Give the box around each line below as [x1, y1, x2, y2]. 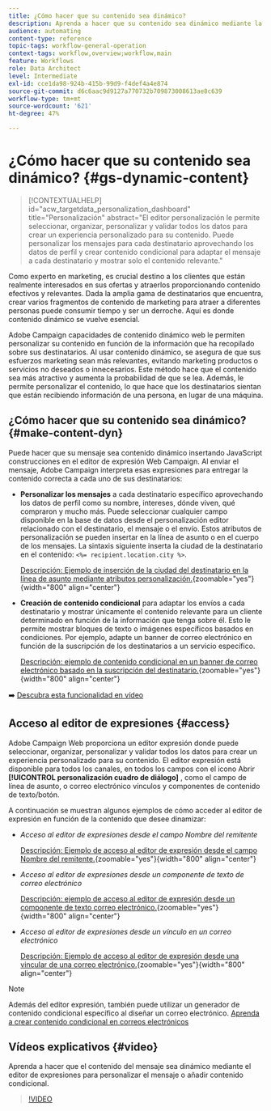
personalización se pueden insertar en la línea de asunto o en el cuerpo [19, 532, 259, 542]
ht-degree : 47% [8, 110, 60, 118]
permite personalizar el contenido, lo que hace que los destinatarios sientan [8, 381, 261, 391]
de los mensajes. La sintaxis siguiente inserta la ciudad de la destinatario [19, 541, 263, 550]
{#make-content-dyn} [8, 426, 124, 440]
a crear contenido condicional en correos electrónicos [8, 1016, 189, 1026]
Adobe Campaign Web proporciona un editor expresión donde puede [8, 738, 239, 748]
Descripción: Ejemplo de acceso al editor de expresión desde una [19, 951, 239, 960]
